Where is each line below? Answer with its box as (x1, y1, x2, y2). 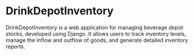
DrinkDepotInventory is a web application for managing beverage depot (5, 24, 184, 31)
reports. (5, 43, 25, 50)
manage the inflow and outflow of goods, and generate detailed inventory (5, 36, 189, 43)
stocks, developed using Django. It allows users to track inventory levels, (5, 30, 187, 37)
